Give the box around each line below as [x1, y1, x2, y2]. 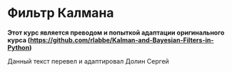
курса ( [7, 35, 31, 44]
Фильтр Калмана [7, 5, 114, 21]
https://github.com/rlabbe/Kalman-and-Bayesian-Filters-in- [29, 35, 214, 44]
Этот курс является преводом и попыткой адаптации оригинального [7, 28, 225, 37]
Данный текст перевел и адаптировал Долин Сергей [7, 56, 169, 65]
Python [7, 43, 30, 52]
